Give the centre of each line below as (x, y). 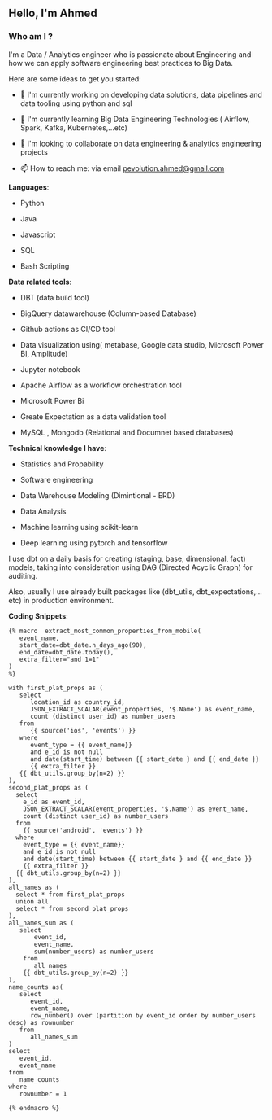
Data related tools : (40, 282)
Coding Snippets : (39, 616)
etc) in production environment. (61, 600)
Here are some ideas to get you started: (75, 79)
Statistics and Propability (62, 464)
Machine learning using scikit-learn (79, 527)
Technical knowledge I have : (58, 448)
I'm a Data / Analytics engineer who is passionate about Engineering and (130, 54)
